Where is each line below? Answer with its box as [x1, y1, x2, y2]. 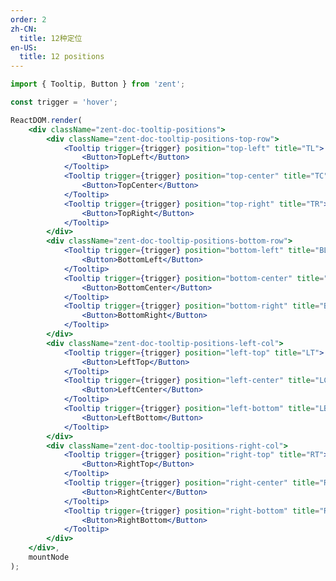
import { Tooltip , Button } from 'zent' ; [10, 79, 186, 90]
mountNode [28, 552, 70, 562]
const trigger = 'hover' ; [10, 97, 118, 107]
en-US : [10, 42, 38, 53]
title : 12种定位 [19, 33, 83, 43]
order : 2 [10, 14, 47, 25]
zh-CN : [10, 24, 38, 34]
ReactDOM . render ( [10, 115, 83, 125]
